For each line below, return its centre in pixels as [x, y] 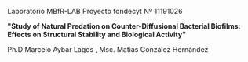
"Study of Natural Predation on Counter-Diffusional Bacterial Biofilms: [124, 26]
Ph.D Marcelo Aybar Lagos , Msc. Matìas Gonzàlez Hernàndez [108, 49]
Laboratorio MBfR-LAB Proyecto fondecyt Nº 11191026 [95, 11]
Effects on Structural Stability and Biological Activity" [97, 34]
